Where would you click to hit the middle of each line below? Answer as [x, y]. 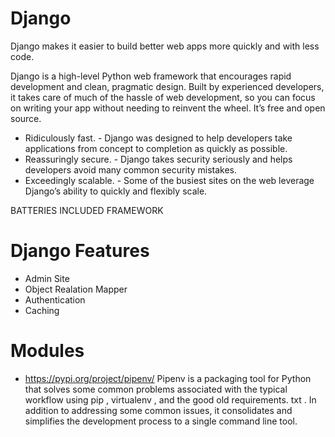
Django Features [80, 251]
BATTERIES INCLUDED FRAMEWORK [87, 210]
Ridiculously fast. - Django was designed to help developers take [158, 138]
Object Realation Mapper [76, 289]
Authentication [55, 299]
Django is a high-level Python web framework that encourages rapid [151, 76]
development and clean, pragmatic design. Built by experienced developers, [167, 86]
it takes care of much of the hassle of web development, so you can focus [163, 97]
